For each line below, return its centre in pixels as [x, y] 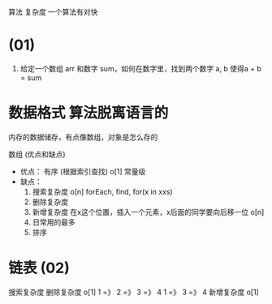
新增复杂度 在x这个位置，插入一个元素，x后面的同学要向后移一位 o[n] [148, 212]
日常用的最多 [54, 222]
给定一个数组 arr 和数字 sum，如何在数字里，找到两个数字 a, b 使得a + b [141, 68]
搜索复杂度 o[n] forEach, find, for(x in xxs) [102, 191]
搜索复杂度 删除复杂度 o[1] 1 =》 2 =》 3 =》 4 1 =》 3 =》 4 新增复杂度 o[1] [134, 292]
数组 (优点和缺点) [37, 154]
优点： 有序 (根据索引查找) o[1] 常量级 [83, 171]
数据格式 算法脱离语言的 [89, 113]
